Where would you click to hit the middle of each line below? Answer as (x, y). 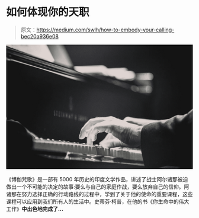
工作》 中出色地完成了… (35, 209)
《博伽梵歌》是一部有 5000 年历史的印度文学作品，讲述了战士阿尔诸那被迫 (97, 179)
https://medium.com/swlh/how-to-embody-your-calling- (105, 30)
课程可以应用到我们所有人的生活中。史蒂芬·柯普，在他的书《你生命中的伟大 (98, 201)
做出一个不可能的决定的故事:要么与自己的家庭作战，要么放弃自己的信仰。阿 (98, 187)
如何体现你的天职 (48, 12)
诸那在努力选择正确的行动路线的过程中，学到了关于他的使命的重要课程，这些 (99, 194)
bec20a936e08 (40, 36)
